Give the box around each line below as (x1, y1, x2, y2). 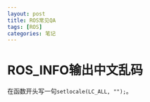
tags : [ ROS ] (7, 23, 42, 30)
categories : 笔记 (7, 30, 56, 37)
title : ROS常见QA (7, 17, 56, 24)
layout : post (7, 10, 46, 18)
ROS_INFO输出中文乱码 (7, 63, 143, 78)
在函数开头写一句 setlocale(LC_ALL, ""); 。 (7, 87, 132, 96)
